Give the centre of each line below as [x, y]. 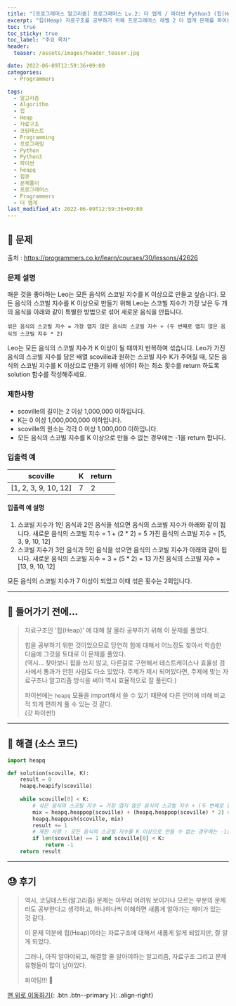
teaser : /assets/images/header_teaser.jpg [77, 53]
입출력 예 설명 [26, 508]
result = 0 [36, 779]
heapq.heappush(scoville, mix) [78, 819]
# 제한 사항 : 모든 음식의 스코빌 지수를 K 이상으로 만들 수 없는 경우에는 [125, 832]
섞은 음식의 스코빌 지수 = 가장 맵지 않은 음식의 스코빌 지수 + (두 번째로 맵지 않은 [112, 327]
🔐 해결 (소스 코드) [43, 744]
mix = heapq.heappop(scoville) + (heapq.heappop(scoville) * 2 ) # [132, 812]
